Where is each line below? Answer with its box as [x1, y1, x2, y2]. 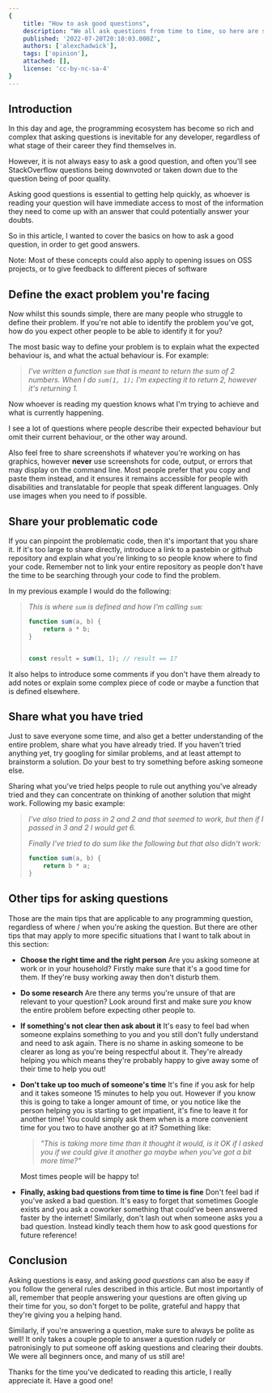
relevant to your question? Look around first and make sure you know [19, 997, 253, 1006]
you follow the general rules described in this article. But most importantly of [8, 1284, 264, 1293]
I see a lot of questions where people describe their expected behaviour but [8, 423, 261, 434]
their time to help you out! [19, 1064, 107, 1074]
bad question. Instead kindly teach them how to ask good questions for [19, 1221, 257, 1231]
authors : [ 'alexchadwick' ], [23, 42, 117, 50]
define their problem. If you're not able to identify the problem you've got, [8, 318, 254, 328]
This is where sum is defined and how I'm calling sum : [28, 602, 204, 612]
